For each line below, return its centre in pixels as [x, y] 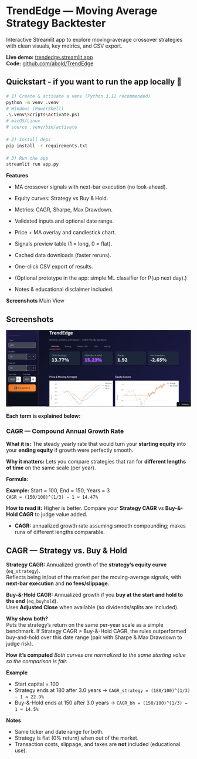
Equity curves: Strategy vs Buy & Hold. [61, 199]
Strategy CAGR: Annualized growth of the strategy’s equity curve [86, 565]
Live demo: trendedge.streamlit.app [50, 57]
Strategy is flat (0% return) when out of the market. [77, 738]
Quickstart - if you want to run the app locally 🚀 [94, 82]
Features [17, 176]
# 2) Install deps [28, 139]
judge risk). [20, 644]
